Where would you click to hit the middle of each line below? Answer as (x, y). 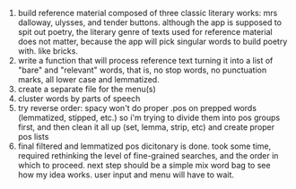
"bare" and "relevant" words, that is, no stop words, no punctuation (142, 70)
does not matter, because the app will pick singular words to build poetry (152, 41)
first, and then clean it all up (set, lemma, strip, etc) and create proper (146, 127)
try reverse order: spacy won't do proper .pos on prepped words (137, 108)
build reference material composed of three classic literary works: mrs (148, 13)
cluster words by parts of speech (79, 99)
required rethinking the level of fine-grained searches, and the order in (148, 155)
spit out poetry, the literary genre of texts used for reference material (145, 32)
